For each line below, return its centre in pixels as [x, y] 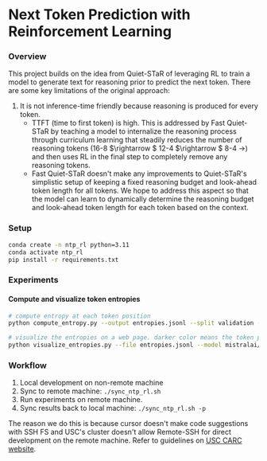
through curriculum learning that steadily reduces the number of [137, 140]
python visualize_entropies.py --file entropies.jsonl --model [115, 345]
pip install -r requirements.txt [64, 260]
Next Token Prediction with [99, 15]
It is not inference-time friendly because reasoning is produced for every [139, 106]
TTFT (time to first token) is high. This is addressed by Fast [128, 123]
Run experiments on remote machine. [81, 400]
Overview [27, 57]
